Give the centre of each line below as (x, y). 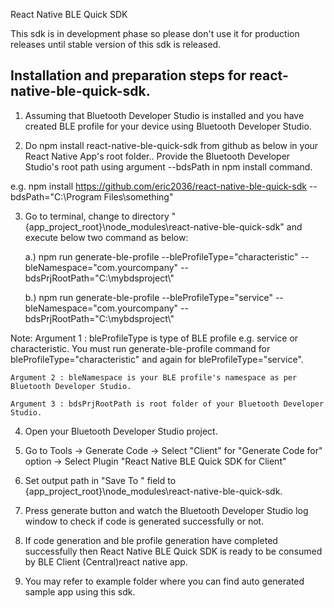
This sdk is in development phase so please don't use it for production (155, 33)
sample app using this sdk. (80, 591)
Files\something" (138, 196)
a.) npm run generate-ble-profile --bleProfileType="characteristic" (161, 256)
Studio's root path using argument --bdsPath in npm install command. (168, 166)
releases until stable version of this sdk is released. (116, 44)
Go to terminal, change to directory (97, 216)
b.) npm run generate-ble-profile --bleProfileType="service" (148, 297)
